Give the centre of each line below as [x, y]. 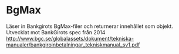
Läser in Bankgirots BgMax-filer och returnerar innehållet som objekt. [89, 26]
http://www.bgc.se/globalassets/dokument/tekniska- [70, 38]
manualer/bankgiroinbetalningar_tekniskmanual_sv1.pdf [73, 45]
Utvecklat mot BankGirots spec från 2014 [56, 32]
